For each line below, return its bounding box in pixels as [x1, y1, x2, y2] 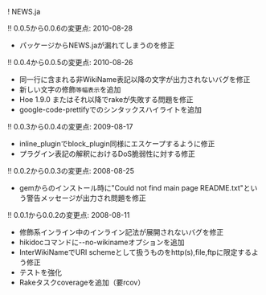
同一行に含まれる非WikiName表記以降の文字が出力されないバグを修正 [18, 75, 251, 84]
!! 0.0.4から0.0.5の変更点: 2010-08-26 [7, 58, 133, 67]
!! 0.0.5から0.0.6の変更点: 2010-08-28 [7, 23, 133, 33]
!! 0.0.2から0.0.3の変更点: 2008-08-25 [7, 166, 134, 175]
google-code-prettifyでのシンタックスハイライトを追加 [18, 104, 202, 114]
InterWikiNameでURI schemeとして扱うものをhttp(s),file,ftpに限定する [18, 248, 252, 256]
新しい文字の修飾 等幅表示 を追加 [18, 84, 121, 94]
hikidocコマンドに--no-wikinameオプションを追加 [18, 237, 185, 247]
